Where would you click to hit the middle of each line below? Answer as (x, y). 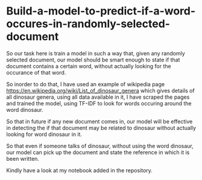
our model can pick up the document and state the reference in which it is (98, 152)
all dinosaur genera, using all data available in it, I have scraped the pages (98, 97)
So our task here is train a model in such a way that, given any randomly (96, 53)
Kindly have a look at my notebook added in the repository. (79, 170)
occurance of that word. (36, 72)
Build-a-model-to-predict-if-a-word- (101, 11)
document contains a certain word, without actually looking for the (89, 66)
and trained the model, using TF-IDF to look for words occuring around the (99, 103)
